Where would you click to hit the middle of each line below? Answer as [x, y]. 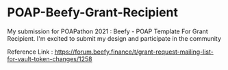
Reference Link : [30, 52]
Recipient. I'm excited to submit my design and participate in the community [114, 38]
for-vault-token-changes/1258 [50, 58]
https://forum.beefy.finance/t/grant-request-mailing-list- [134, 52]
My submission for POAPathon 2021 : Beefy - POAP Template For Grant [108, 31]
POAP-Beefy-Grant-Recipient [92, 13]
